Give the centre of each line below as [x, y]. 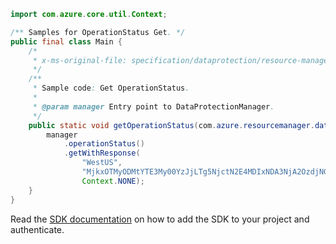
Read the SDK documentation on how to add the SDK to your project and [160, 219]
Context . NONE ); [113, 181]
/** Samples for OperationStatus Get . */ [98, 32]
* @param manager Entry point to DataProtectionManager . [153, 106]
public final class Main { [66, 41]
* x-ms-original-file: [80, 60]
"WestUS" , [102, 163]
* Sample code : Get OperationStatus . [111, 88]
